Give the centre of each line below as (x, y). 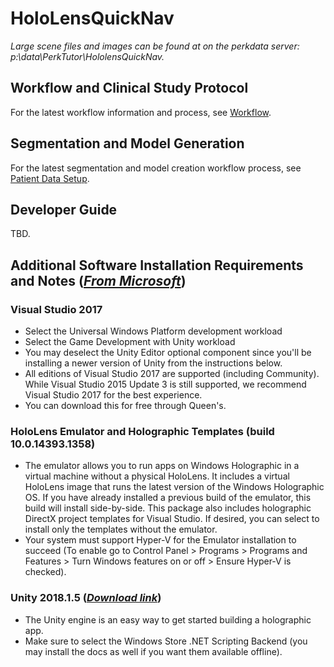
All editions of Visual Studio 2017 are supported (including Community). (172, 374)
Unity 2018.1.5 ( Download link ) (86, 598)
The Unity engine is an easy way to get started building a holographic (168, 619)
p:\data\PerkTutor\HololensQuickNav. (87, 56)
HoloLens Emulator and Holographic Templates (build (142, 431)
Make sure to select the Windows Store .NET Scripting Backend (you (166, 641)
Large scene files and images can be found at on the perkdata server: (155, 46)
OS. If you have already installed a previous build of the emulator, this (168, 498)
